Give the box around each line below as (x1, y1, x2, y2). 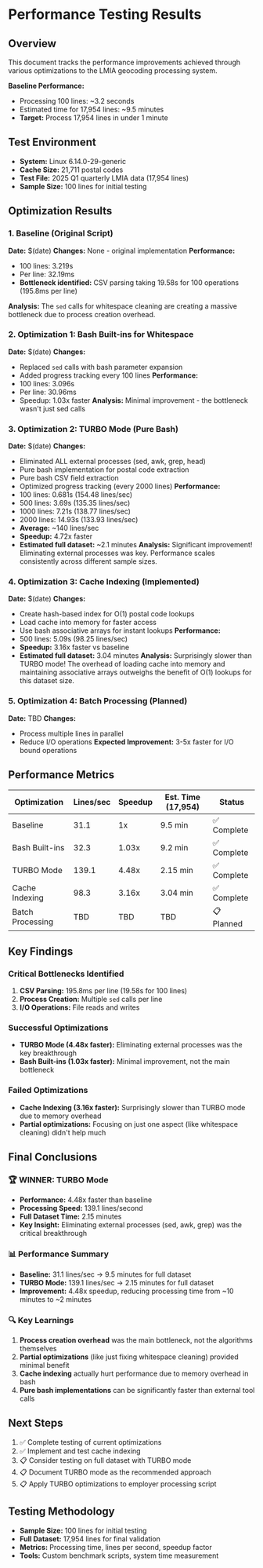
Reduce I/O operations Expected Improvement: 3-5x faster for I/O (19, 736, 235, 747)
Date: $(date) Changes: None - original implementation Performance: (8, 246, 236, 255)
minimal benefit (19, 1361, 70, 1370)
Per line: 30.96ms (19, 387, 77, 397)
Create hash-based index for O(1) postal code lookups (19, 609, 195, 619)
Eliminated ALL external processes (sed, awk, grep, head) (19, 457, 206, 466)
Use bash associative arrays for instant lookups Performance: (19, 626, 221, 635)
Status (218, 796, 245, 807)
